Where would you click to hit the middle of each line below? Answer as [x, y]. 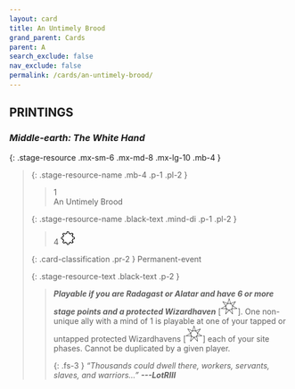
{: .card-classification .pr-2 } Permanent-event [116, 259]
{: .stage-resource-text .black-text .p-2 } [105, 276]
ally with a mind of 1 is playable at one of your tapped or [184, 320]
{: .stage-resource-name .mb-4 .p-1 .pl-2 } [109, 175]
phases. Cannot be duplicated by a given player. [142, 348]
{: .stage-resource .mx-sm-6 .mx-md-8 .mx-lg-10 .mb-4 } [115, 157]
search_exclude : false [51, 57]
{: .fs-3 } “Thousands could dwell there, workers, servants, [161, 365]
